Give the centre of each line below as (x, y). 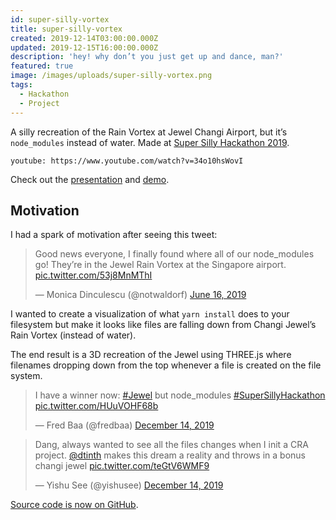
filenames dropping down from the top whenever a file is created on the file (166, 365)
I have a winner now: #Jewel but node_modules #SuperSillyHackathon (180, 395)
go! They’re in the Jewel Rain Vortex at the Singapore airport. (160, 265)
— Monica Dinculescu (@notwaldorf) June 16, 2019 (140, 295)
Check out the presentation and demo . (90, 179)
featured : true (42, 66)
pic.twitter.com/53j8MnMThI (93, 275)
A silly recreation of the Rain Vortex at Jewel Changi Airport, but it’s (149, 132)
